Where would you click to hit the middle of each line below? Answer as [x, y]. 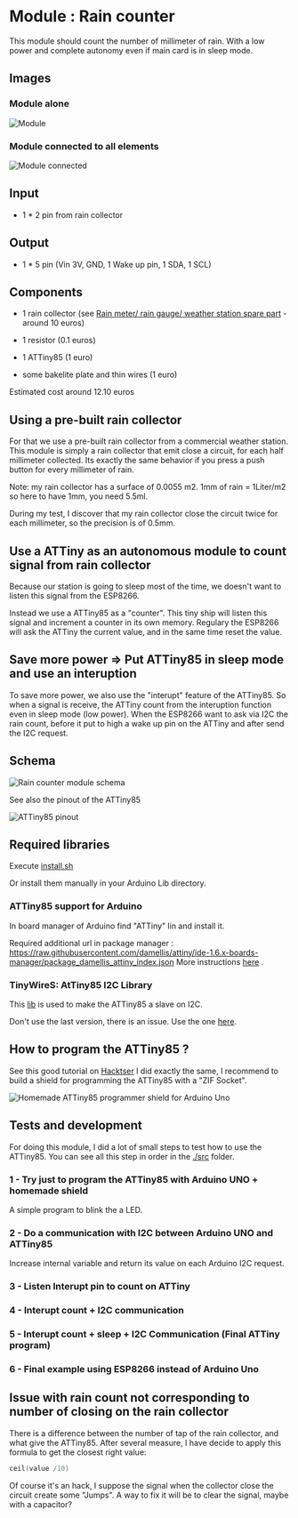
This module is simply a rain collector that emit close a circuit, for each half [147, 451]
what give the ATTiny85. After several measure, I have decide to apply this [145, 1442]
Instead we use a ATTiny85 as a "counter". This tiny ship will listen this [138, 613]
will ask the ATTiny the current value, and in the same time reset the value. [146, 631]
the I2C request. [39, 733]
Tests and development [76, 1125]
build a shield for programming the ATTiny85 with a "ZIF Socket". [128, 1080]
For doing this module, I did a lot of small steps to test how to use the [136, 1147]
